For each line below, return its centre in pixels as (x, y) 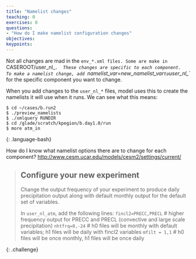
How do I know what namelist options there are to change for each (86, 151)
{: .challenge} (22, 249)
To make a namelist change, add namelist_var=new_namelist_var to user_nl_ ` (98, 73)
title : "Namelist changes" (39, 11)
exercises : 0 (22, 22)
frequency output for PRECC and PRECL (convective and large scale (103, 219)
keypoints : (19, 45)
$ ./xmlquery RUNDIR (31, 118)
